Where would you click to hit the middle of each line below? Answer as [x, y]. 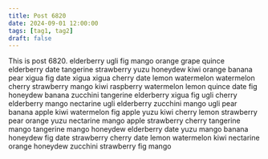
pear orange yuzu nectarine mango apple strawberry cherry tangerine [124, 120]
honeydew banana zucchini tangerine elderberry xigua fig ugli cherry [123, 95]
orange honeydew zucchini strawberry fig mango [90, 146]
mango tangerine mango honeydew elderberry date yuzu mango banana [128, 129]
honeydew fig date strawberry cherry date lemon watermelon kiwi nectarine [134, 138]
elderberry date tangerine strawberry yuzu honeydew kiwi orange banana [130, 70]
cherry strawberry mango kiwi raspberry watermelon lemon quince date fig [133, 87]
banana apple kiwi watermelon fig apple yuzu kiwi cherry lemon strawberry [133, 112]
